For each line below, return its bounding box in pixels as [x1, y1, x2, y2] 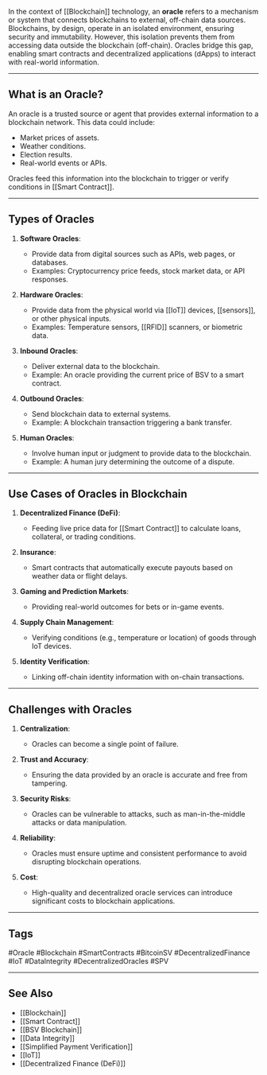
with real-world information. [8, 57, 99, 67]
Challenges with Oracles [8, 703, 133, 716]
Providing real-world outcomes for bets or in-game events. [31, 602, 225, 611]
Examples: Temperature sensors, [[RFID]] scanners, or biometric [31, 322, 243, 332]
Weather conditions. [19, 141, 86, 150]
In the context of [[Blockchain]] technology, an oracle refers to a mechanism [8, 7, 259, 16]
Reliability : [19, 833, 56, 843]
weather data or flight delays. [31, 572, 129, 581]
